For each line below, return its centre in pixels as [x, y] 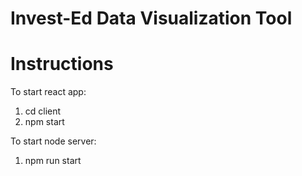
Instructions [62, 64]
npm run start [53, 161]
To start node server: [53, 141]
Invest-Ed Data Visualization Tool [151, 18]
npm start [44, 122]
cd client [43, 111]
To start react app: [48, 92]
